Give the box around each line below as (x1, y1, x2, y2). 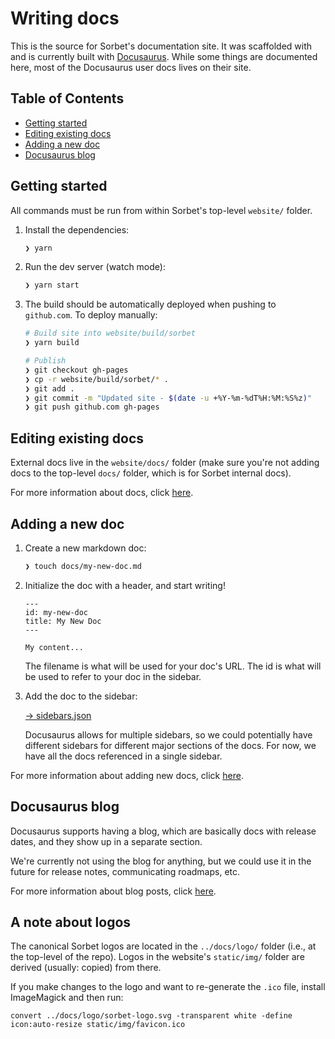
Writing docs (10, 7, 120, 30)
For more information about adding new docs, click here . (10, 769, 244, 781)
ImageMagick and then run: (10, 992, 124, 1004)
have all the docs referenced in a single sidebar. (24, 750, 223, 762)
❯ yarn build (24, 338, 80, 348)
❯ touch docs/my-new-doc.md (24, 561, 142, 571)
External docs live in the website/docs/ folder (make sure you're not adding (10, 457, 320, 469)
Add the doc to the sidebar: (24, 690, 138, 702)
